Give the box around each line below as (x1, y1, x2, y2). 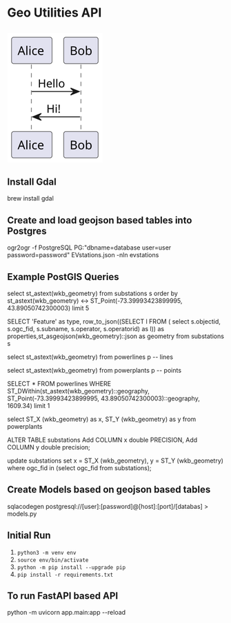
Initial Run (7, 530, 51, 541)
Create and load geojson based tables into (7, 214, 192, 226)
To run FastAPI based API (7, 590, 119, 602)
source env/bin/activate (17, 557, 89, 564)
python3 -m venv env (17, 549, 77, 556)
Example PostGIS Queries (7, 271, 119, 283)
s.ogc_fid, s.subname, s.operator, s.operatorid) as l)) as (7, 325, 164, 333)
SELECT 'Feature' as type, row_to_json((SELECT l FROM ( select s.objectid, (7, 317, 221, 326)
